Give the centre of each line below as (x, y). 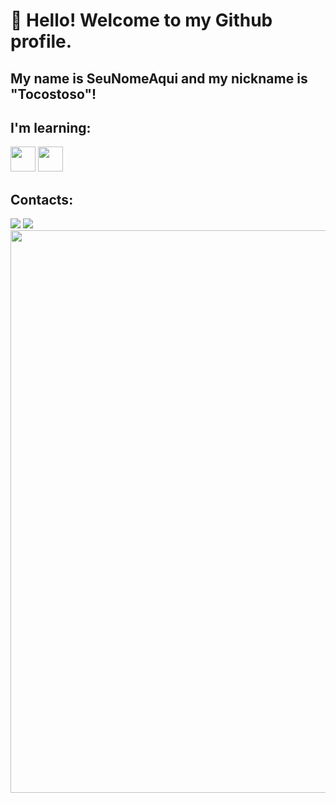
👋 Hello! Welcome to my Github (141, 20)
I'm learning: (51, 127)
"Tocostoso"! (53, 94)
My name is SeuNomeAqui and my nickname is (159, 78)
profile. (41, 41)
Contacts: (42, 199)
